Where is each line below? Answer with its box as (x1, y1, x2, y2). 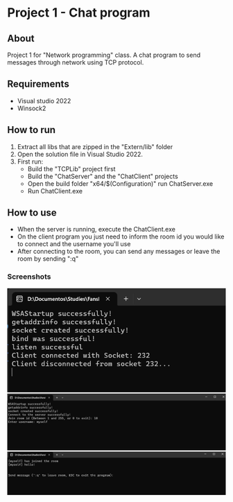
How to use (7, 207, 57, 219)
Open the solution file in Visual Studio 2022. (17, 150, 144, 158)
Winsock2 (17, 104, 46, 112)
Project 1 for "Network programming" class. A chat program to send (7, 51, 201, 59)
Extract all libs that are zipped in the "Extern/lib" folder (17, 142, 173, 150)
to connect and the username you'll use (17, 240, 131, 248)
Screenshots (7, 272, 51, 282)
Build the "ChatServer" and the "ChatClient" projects (27, 172, 178, 180)
